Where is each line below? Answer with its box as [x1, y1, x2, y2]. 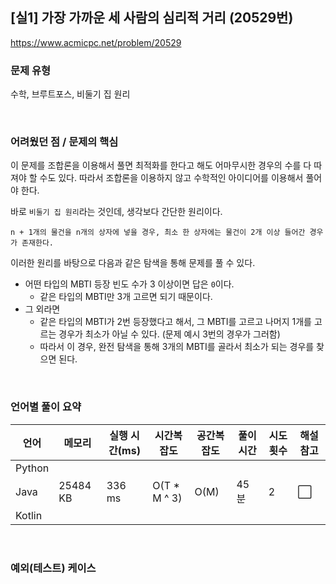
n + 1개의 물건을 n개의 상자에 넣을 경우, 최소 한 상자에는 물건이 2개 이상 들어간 [10, 228, 306, 238]
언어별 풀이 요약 [10, 400, 82, 414]
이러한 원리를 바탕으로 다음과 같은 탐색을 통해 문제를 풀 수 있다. [10, 257, 256, 269]
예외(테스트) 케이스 [10, 561, 97, 575]
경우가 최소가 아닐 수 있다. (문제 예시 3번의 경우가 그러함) [58, 328, 281, 340]
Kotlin [15, 508, 43, 522]
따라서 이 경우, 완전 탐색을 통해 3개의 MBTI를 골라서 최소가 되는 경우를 [39, 341, 315, 353]
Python [15, 461, 50, 475]
